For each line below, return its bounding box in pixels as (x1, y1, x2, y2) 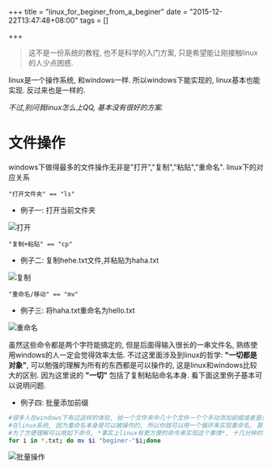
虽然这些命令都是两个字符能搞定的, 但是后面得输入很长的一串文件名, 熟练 (8, 339, 251, 349)
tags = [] (79, 15, 109, 25)
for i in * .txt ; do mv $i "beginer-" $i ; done (8, 437, 161, 445)
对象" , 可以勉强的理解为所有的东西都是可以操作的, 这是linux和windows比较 (8, 360, 257, 369)
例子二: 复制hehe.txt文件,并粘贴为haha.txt (19, 255, 159, 265)
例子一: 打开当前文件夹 (19, 205, 96, 215)
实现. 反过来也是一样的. (8, 85, 87, 95)
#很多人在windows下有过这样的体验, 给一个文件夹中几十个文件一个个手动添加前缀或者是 (8, 413, 261, 422)
